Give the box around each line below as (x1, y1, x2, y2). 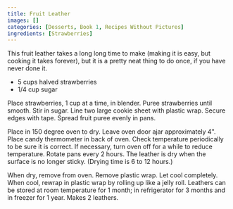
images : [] (7, 17, 39, 24)
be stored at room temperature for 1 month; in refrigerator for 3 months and (7, 186, 226, 194)
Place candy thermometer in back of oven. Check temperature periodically (7, 135, 224, 144)
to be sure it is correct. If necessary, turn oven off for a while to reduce (7, 142, 213, 151)
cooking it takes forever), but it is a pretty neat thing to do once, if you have (7, 57, 226, 65)
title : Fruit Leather (7, 10, 71, 18)
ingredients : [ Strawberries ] (7, 30, 93, 37)
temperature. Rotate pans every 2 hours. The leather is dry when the (7, 150, 206, 158)
